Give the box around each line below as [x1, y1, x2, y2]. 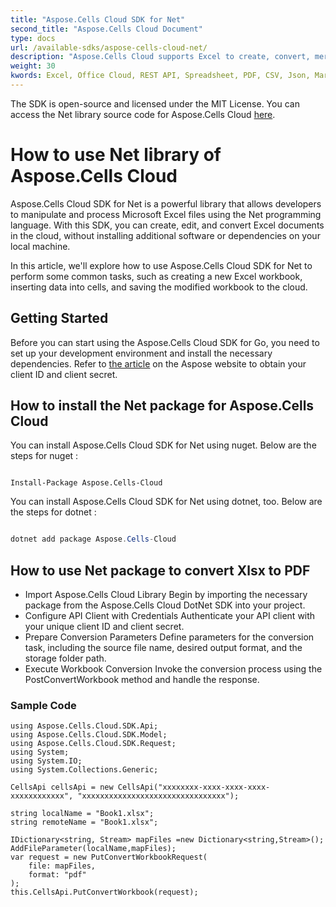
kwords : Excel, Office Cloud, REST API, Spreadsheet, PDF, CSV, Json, [10, 71, 311, 81]
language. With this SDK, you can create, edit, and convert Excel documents [10, 219, 325, 231]
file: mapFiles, [28, 861, 97, 871]
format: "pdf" [28, 870, 87, 880]
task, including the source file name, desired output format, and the [24, 642, 303, 654]
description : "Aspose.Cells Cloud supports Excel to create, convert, [10, 52, 311, 62]
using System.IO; [10, 756, 83, 766]
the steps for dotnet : [10, 506, 97, 518]
